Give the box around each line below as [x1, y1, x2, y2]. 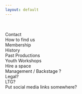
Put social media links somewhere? [5, 84, 77, 90]
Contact [5, 31, 21, 37]
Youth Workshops [5, 57, 42, 63]
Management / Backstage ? [5, 68, 62, 74]
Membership [5, 42, 31, 47]
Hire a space [5, 63, 31, 69]
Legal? [5, 73, 19, 79]
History [5, 47, 20, 53]
